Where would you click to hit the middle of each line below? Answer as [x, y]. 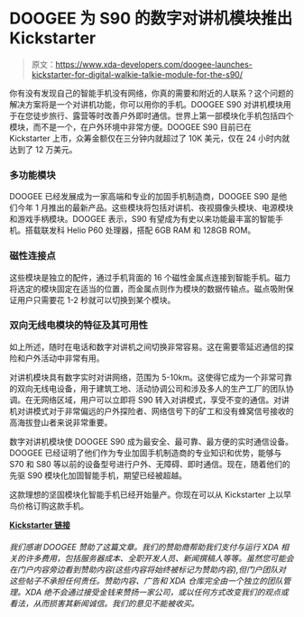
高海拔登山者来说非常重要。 [61, 422]
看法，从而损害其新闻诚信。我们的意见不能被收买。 [104, 603]
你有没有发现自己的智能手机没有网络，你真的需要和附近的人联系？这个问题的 [152, 93]
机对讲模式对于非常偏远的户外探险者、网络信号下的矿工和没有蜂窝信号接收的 [152, 410]
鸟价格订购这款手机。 [49, 505]
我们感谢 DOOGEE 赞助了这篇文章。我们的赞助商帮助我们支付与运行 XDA [144, 548]
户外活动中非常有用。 [64, 358]
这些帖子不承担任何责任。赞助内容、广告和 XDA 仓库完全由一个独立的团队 [146, 581]
